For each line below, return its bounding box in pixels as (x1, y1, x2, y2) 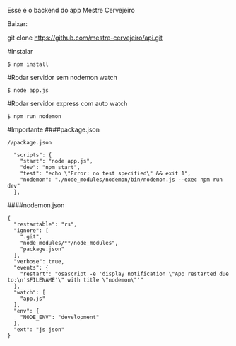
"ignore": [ (13, 227, 49, 234)
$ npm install (7, 61, 49, 68)
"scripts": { (13, 151, 52, 158)
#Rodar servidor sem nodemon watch (7, 74, 118, 81)
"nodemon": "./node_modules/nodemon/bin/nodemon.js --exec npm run (20, 176, 223, 183)
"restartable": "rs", (13, 221, 78, 228)
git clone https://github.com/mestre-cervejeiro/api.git (7, 33, 163, 42)
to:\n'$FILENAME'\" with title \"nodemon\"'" (7, 277, 143, 284)
